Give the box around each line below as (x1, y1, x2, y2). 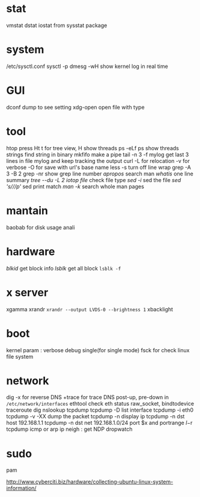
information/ (6, 484, 37, 492)
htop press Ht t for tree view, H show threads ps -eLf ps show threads (6, 144, 179, 151)
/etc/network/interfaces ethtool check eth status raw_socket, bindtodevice (6, 400, 194, 407)
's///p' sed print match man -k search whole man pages (6, 183, 144, 190)
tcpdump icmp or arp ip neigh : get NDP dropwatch (6, 425, 133, 433)
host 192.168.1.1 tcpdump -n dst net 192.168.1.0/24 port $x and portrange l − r (6, 419, 193, 427)
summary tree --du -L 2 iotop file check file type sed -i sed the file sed (6, 176, 181, 183)
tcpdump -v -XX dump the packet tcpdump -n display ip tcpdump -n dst (6, 413, 185, 420)
